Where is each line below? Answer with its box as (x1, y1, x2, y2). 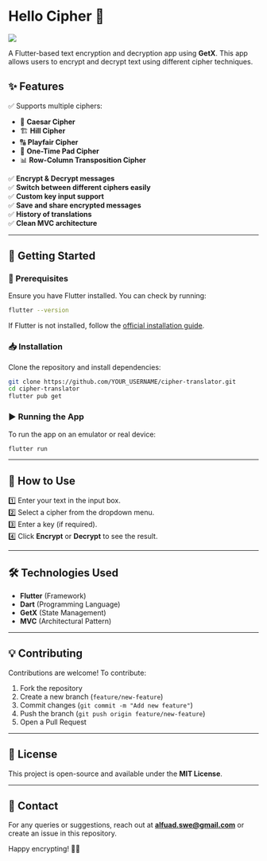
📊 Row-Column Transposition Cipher (19, 155, 146, 165)
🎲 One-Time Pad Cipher (19, 146, 99, 156)
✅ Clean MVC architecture (8, 218, 98, 227)
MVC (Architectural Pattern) (19, 616, 112, 626)
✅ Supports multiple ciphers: (8, 101, 103, 111)
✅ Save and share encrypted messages (8, 200, 141, 210)
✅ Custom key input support (8, 191, 105, 201)
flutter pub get (8, 393, 62, 401)
